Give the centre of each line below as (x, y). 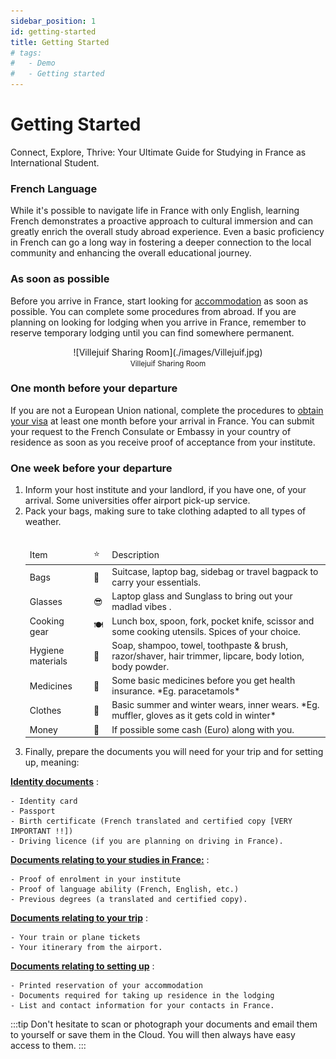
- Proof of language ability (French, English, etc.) (125, 890)
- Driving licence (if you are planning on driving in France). (147, 841)
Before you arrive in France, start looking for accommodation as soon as (159, 301)
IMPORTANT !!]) (42, 831)
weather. (43, 522)
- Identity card (44, 801)
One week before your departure (91, 468)
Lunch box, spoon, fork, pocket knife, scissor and (213, 621)
